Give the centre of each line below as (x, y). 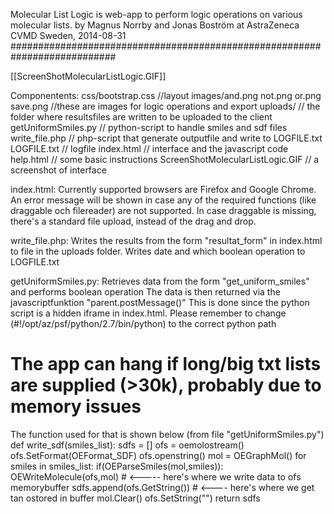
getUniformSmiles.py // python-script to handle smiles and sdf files (149, 127)
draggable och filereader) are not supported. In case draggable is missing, (163, 210)
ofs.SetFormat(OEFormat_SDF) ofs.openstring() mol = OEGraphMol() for (158, 455)
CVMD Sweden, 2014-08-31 (68, 35)
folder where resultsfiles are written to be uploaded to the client (141, 117)
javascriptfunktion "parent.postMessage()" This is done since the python (160, 302)
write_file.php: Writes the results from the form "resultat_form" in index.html (166, 240)
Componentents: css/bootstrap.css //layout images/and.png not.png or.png (166, 95)
